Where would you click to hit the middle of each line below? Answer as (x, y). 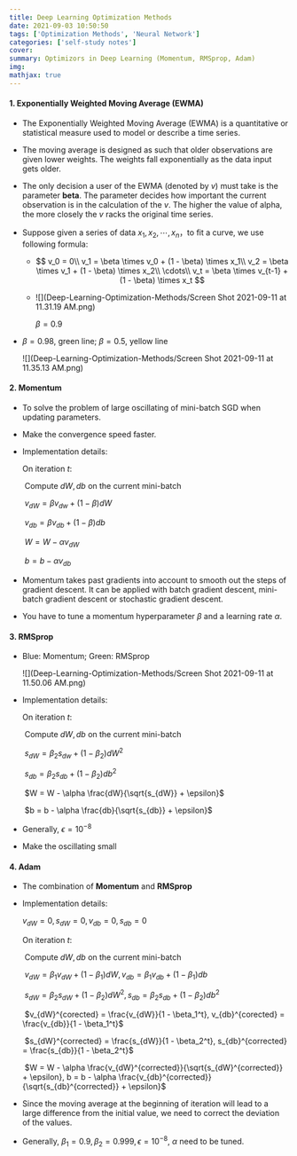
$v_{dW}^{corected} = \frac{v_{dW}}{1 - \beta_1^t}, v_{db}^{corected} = (155, 1014)
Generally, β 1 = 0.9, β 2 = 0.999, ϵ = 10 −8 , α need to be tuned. (133, 1142)
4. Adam (25, 867)
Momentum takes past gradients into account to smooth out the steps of (154, 580)
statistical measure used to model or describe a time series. (131, 132)
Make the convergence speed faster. (89, 434)
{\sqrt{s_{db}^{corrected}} (70, 1087)
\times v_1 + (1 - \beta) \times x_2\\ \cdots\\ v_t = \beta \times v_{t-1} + (162, 271)
